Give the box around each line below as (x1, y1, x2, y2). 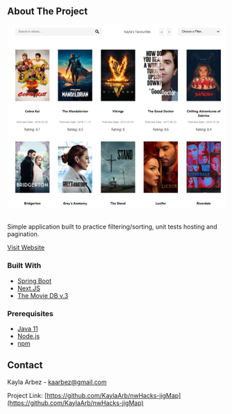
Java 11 (17, 324, 38, 333)
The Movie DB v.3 (17, 291, 69, 299)
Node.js (17, 331, 40, 340)
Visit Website (7, 243, 45, 252)
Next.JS (17, 284, 40, 292)
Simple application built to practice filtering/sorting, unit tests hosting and (7, 222, 217, 231)
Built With (7, 260, 42, 270)
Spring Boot (17, 276, 52, 285)
